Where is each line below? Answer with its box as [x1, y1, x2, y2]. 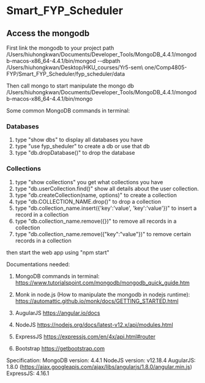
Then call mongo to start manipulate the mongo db [6, 82, 135, 89]
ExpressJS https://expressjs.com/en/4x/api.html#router [15, 333, 156, 340]
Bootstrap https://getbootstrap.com [15, 344, 105, 352]
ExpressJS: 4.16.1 [6, 370, 50, 377]
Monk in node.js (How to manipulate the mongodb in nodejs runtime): [15, 291, 190, 298]
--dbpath [97, 58, 121, 64]
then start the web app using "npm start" [6, 248, 110, 256]
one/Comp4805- [144, 64, 187, 71]
